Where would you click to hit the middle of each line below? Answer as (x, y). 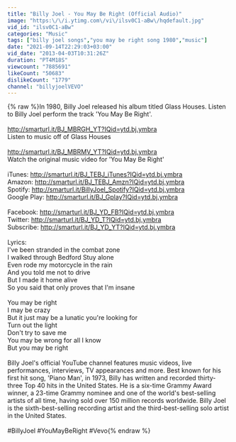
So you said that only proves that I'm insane (71, 287)
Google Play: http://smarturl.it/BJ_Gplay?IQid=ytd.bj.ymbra (93, 197)
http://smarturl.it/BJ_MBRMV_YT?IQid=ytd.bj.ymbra (82, 152)
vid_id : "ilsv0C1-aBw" (41, 27)
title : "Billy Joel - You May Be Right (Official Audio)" (95, 14)
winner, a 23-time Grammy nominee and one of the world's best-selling (112, 393)
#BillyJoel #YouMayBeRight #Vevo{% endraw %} (79, 431)
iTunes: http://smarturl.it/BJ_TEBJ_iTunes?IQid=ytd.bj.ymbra (95, 175)
